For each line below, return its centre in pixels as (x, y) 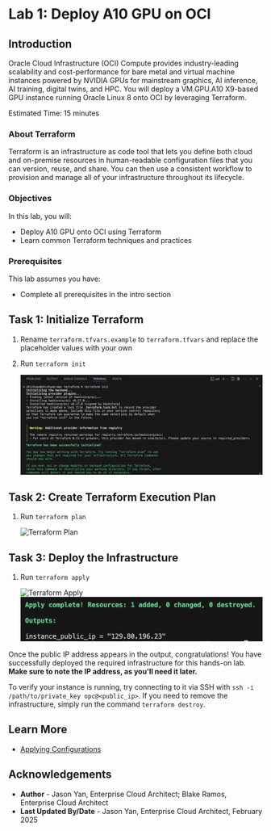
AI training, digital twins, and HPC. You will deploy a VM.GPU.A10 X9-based (133, 89)
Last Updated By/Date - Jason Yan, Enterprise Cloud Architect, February (141, 811)
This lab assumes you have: (54, 279)
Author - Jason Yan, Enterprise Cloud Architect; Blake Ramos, (123, 794)
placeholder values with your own (76, 347)
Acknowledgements (60, 775)
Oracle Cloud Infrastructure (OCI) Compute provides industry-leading (124, 63)
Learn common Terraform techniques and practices (106, 240)
